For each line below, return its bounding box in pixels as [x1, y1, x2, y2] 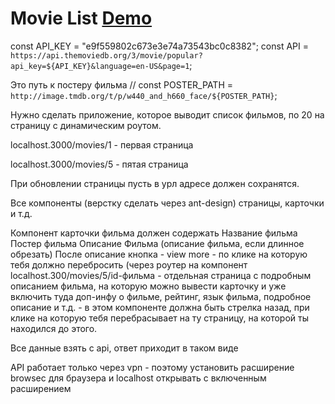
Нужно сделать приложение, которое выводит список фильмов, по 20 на [10, 108, 325, 121]
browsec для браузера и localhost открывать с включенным [10, 372, 267, 384]
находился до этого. [10, 322, 98, 334]
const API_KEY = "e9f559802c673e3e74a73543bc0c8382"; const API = [10, 40, 309, 52]
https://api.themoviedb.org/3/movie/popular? [10, 50, 203, 61]
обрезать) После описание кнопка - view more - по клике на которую [10, 248, 308, 260]
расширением [10, 382, 72, 394]
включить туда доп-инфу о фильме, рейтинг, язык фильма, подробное [10, 290, 312, 302]
